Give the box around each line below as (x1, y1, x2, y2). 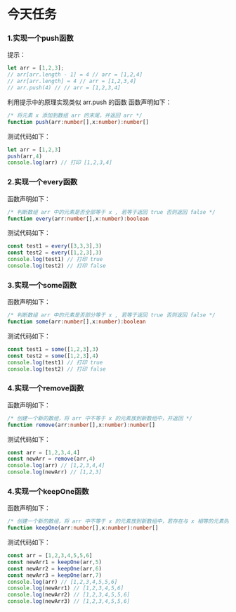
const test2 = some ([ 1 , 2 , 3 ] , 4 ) (7, 352, 99, 359)
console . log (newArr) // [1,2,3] (7, 468, 102, 476)
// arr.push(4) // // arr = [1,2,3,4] (7, 84, 121, 91)
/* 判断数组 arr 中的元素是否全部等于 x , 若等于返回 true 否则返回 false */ (7, 208, 216, 215)
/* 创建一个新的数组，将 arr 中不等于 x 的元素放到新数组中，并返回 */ (7, 414, 193, 422)
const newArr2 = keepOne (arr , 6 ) (7, 565, 102, 572)
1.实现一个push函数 (7, 33, 74, 43)
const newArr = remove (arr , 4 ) (7, 455, 96, 463)
